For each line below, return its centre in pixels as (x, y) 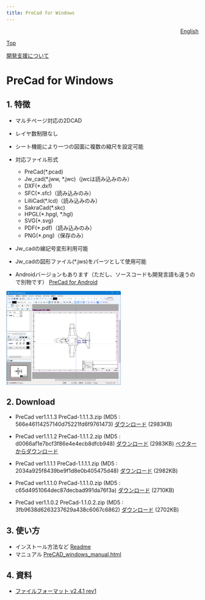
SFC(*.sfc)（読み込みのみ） (59, 193)
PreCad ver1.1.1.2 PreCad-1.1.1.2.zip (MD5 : (68, 436)
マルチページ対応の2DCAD (49, 120)
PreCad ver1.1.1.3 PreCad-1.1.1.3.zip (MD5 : (68, 417)
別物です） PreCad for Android (59, 282)
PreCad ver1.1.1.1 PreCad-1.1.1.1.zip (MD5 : (66, 463)
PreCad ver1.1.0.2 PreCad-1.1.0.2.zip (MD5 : (69, 502)
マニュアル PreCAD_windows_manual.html (68, 554)
